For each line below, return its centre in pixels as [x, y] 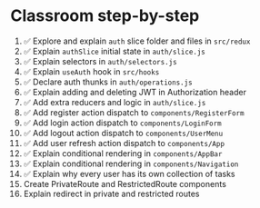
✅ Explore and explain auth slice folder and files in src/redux [137, 41]
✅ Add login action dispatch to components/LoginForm [122, 123]
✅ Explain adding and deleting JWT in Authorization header [135, 92]
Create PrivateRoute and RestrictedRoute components [125, 183]
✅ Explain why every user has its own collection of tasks [129, 173]
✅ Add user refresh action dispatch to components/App [124, 143]
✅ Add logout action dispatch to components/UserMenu [123, 133]
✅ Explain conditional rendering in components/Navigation [131, 163]
